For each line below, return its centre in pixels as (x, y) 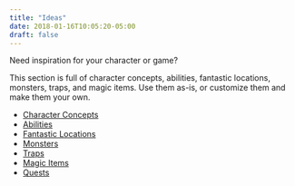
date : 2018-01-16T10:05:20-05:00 (73, 26)
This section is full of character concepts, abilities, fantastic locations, (140, 78)
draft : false (34, 34)
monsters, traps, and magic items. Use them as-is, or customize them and (147, 88)
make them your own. (50, 97)
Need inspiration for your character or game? (94, 61)
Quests (36, 172)
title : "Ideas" (38, 18)
